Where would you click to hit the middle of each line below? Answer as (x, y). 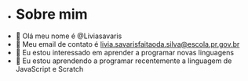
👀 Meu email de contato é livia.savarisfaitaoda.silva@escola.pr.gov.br (128, 44)
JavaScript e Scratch (49, 69)
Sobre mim (51, 14)
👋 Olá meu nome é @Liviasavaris (69, 36)
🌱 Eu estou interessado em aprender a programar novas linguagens (124, 52)
